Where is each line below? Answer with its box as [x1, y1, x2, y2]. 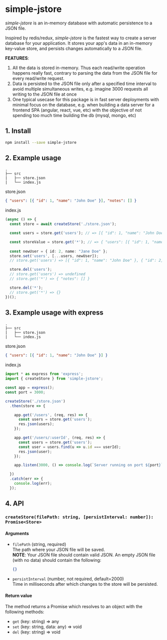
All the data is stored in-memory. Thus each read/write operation [12, 65, 146, 71]
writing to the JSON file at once [12, 91, 77, 97]
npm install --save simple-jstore [5, 140, 77, 145]
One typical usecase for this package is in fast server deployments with [12, 96, 159, 103]
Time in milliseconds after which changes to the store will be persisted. [12, 581, 158, 587]
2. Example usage [5, 154, 62, 162]
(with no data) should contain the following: [12, 557, 101, 563]
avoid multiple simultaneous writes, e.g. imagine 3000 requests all [12, 86, 148, 92]
